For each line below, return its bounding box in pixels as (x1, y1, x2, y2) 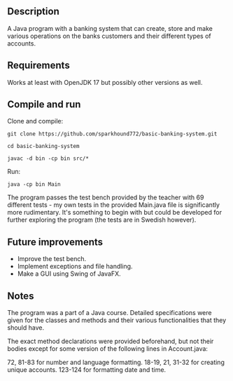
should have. (7, 323, 44, 332)
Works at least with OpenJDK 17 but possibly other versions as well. (7, 78, 203, 86)
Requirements (7, 60, 70, 72)
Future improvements (7, 236, 104, 248)
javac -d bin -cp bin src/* (7, 155, 90, 162)
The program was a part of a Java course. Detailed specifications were (7, 309, 212, 317)
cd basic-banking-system (7, 143, 80, 150)
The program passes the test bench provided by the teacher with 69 (7, 193, 204, 202)
